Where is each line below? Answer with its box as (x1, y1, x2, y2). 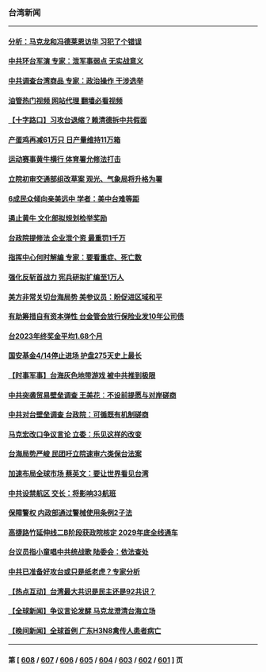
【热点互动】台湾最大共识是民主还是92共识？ (8, 586, 156, 596)
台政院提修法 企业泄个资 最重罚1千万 (8, 232, 126, 243)
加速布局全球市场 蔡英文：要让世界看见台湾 (8, 468, 149, 478)
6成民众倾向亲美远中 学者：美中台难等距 (8, 194, 140, 203)
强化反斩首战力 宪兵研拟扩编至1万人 (8, 272, 124, 282)
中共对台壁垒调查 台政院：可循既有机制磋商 (8, 410, 149, 420)
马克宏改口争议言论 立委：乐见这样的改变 (8, 429, 142, 439)
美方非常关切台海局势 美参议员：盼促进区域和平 (8, 292, 163, 301)
